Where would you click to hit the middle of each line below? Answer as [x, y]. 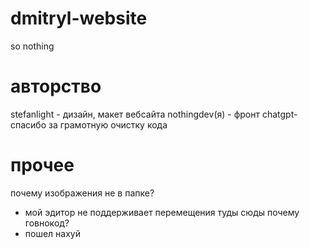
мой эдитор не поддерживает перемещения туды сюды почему [162, 212]
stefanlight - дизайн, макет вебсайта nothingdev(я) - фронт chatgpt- [154, 114]
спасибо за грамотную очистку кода [89, 124]
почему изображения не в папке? [82, 193]
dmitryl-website [79, 18]
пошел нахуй [52, 233]
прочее [42, 165]
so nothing [32, 46]
